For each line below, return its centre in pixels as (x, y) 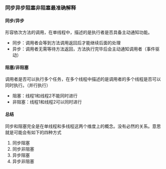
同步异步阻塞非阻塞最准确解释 (41, 7)
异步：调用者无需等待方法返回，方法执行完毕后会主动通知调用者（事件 (84, 49)
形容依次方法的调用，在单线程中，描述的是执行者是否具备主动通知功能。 (79, 33)
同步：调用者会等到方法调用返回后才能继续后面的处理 (66, 43)
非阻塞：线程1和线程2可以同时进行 (47, 102)
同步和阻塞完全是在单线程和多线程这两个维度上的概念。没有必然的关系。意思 (83, 126)
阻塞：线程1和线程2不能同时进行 (45, 96)
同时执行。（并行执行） (28, 85)
